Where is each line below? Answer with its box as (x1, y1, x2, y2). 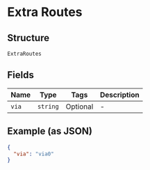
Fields (7, 69, 35, 81)
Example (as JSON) (7, 125, 92, 137)
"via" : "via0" (13, 150, 54, 157)
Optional (65, 102, 94, 111)
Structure (7, 32, 50, 44)
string (37, 102, 59, 110)
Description (99, 90, 140, 100)
